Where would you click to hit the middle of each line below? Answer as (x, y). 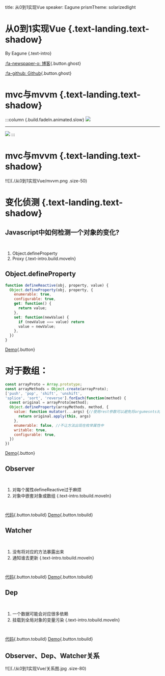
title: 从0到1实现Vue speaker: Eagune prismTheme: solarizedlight (70, 7)
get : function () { (33, 304)
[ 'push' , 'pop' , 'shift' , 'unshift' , (44, 393)
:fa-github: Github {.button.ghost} (39, 73)
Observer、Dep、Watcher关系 (52, 656)
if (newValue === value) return (51, 322)
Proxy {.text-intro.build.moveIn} (44, 258)
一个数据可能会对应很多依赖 (40, 614)
